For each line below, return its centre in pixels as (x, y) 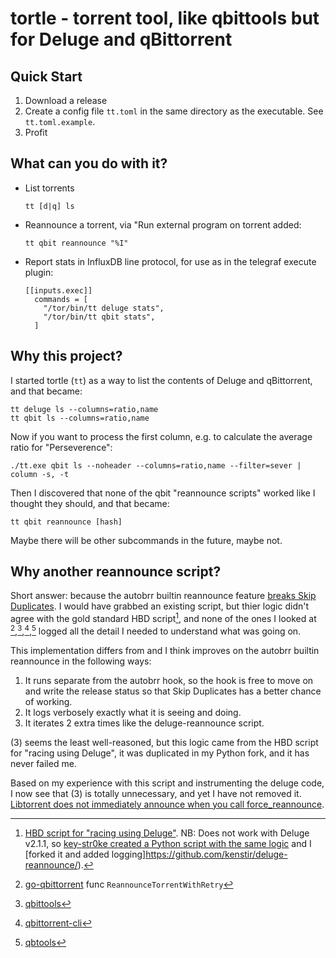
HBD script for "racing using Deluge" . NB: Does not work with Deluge (167, 833)
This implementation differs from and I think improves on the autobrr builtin (165, 650)
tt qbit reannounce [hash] (66, 522)
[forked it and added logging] (85, 854)
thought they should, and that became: (90, 503)
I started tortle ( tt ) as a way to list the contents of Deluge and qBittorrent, (161, 380)
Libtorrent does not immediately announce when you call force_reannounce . (167, 804)
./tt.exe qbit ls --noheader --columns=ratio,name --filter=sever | (156, 465)
